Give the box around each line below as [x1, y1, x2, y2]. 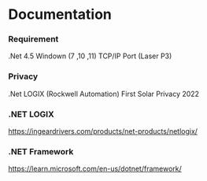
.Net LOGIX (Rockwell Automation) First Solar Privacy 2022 [8, 89, 199, 98]
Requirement [8, 34, 59, 45]
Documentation [8, 6, 113, 24]
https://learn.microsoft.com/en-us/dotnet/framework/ [8, 164, 183, 174]
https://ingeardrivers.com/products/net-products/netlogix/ [8, 127, 198, 136]
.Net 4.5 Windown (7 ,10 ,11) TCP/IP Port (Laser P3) [8, 51, 172, 61]
